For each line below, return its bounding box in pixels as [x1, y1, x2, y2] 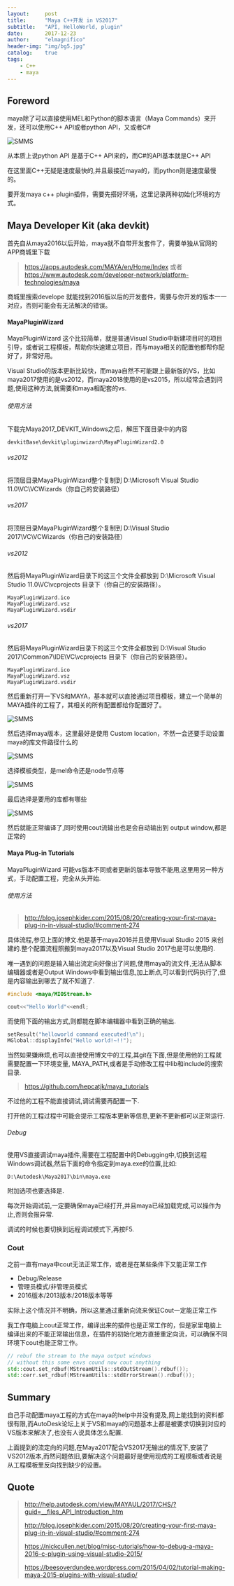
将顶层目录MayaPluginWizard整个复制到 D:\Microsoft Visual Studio [7, 476, 199, 484]
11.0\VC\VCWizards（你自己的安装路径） [7, 484, 124, 493]
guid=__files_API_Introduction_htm [24, 1508, 124, 1516]
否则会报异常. [15, 1210, 54, 1219]
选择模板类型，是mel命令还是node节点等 [7, 767, 124, 775]
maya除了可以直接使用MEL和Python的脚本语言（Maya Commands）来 [7, 114, 211, 123]
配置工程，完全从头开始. [31, 874, 101, 882]
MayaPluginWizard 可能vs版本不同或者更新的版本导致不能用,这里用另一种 [7, 865, 218, 873]
